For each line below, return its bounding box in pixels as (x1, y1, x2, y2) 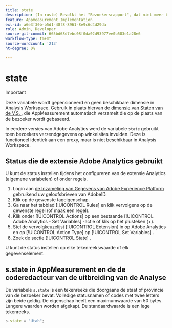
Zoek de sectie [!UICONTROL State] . (12, 235, 91, 241)
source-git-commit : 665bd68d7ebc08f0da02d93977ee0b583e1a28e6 (5, 31, 141, 36)
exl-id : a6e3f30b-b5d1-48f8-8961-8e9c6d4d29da (5, 22, 106, 27)
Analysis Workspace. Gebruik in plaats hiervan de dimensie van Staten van (5, 105, 163, 111)
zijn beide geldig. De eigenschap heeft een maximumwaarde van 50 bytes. (5, 298, 163, 304)
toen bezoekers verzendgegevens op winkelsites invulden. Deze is (5, 131, 146, 137)
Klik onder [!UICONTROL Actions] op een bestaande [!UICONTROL (12, 213, 154, 219)
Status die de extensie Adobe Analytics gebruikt (5, 157, 163, 165)
